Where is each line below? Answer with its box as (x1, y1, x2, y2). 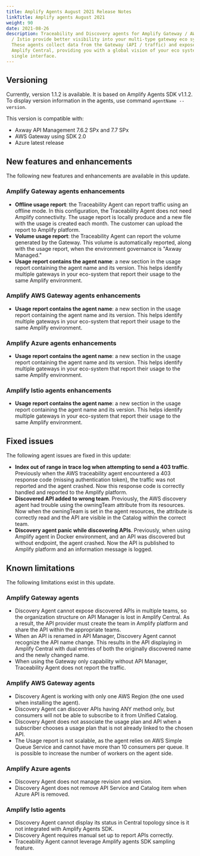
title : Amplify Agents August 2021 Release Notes (6, 8, 132, 15)
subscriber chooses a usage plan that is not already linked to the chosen (14, 724, 193, 732)
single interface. (11, 53, 58, 59)
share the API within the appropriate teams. (14, 626, 121, 633)
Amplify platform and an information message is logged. (14, 546, 153, 553)
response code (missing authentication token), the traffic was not (14, 476, 176, 483)
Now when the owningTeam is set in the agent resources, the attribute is (14, 508, 193, 515)
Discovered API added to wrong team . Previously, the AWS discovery (14, 495, 187, 502)
